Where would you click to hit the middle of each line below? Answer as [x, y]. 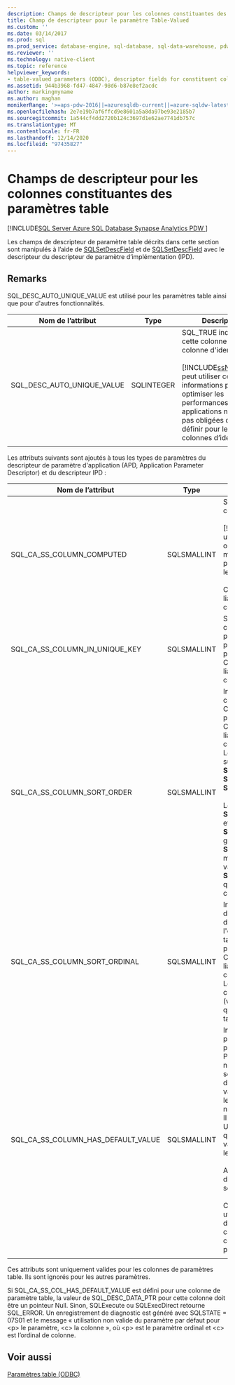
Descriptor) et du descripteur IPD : [57, 472]
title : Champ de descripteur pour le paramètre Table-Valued [98, 20]
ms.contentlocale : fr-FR [43, 131]
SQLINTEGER [153, 385]
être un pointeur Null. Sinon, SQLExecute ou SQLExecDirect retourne [106, 1305]
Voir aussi [29, 1357]
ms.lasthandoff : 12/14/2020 [48, 138]
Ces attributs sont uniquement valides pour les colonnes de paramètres [110, 1269]
